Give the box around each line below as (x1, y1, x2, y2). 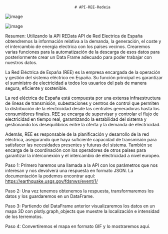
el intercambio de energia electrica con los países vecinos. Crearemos (5, 44, 150, 50)
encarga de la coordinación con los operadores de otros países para (5, 147, 146, 153)
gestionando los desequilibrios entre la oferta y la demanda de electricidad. (5, 122, 161, 127)
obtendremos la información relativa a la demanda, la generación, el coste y (5, 38, 161, 44)
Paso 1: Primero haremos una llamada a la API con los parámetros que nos (5, 162, 158, 168)
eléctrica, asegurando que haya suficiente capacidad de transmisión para (5, 137, 157, 142)
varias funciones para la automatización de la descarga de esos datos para (5, 49, 160, 55)
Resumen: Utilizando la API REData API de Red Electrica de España (5, 33, 143, 39)
